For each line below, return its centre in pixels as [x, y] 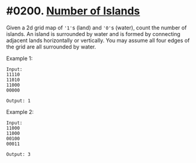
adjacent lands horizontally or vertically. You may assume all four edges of [98, 40]
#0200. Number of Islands [73, 11]
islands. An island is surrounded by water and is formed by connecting [94, 34]
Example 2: [20, 111]
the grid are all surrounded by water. [51, 47]
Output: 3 [19, 154]
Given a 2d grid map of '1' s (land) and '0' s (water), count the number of [97, 28]
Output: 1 [19, 101]
